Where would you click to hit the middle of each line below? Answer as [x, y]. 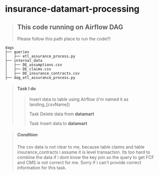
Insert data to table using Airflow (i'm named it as [79, 99]
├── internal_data [24, 61]
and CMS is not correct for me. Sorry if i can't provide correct [79, 163]
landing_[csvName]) [49, 105]
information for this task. [42, 168]
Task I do [26, 88]
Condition [27, 134]
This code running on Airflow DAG [70, 27]
